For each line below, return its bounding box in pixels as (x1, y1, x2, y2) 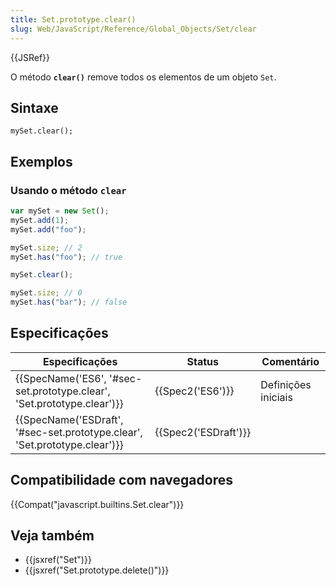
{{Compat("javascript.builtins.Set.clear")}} (10, 498, 185, 510)
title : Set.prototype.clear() (10, 14, 137, 25)
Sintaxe (10, 99, 59, 116)
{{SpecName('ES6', (15, 371, 107, 385)
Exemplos (10, 153, 73, 170)
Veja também (10, 527, 95, 545)
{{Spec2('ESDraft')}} (154, 425, 252, 439)
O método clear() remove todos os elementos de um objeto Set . (10, 71, 277, 83)
